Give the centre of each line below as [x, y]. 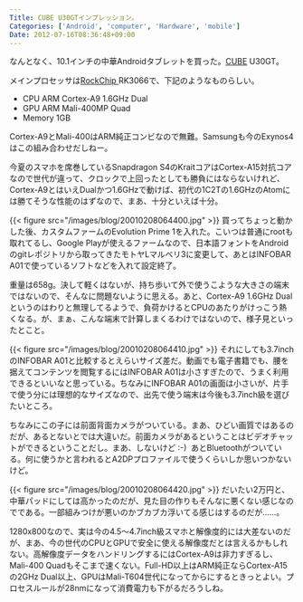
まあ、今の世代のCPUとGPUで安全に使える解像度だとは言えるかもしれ [156, 543]
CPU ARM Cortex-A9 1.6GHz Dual [85, 99]
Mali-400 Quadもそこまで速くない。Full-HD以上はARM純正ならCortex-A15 [148, 566]
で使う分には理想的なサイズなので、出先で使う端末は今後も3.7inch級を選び [150, 395]
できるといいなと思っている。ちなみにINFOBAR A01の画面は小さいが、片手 [149, 383]
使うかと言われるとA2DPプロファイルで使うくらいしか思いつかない [166, 459]
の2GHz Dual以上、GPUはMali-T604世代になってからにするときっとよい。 [148, 577]
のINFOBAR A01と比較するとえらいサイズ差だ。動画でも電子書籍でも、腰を [149, 361]
